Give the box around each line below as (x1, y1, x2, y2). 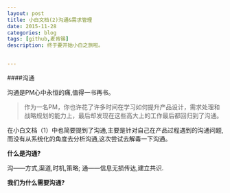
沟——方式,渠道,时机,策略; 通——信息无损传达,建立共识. (7, 164, 164, 172)
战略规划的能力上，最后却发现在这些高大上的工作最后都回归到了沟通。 (23, 111, 223, 120)
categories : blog (7, 29, 57, 36)
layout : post (7, 10, 45, 17)
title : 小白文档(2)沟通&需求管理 (7, 16, 93, 23)
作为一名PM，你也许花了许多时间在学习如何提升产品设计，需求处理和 (23, 103, 220, 111)
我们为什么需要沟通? (7, 179, 65, 186)
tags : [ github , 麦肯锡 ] (7, 36, 69, 43)
